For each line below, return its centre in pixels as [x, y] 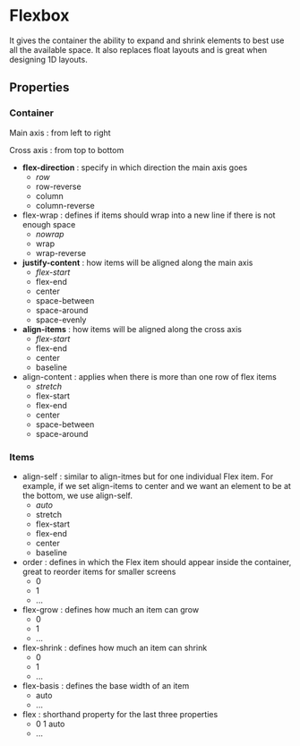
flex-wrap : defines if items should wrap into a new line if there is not [149, 215]
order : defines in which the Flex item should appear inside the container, [157, 562]
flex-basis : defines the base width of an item [106, 685]
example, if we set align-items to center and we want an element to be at [156, 485]
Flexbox [39, 16]
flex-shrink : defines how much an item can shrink [115, 647]
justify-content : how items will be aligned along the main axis [137, 262]
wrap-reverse [61, 253]
